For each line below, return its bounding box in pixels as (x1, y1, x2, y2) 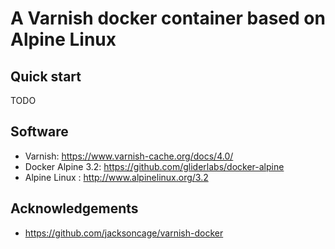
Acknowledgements (10, 200, 139, 217)
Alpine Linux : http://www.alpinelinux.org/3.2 (24, 171, 209, 183)
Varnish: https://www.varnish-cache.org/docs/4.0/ (24, 150, 234, 162)
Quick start (10, 68, 82, 85)
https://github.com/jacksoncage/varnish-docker (24, 227, 224, 239)
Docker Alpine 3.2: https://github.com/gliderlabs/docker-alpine (24, 160, 285, 172)
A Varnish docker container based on (10, 7, 326, 30)
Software (10, 123, 69, 141)
